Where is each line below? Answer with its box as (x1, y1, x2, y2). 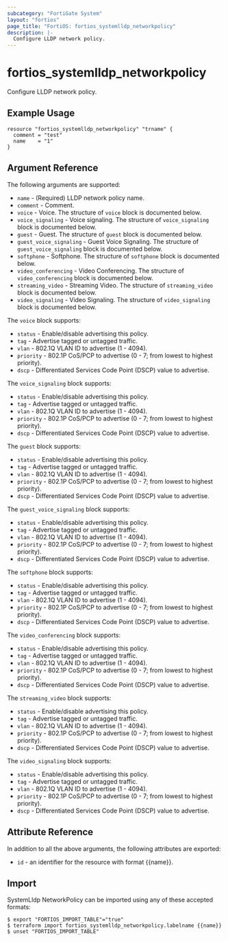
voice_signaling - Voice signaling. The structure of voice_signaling (16, 215, 210, 223)
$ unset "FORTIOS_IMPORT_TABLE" (7, 928, 99, 935)
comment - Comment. (16, 201, 75, 209)
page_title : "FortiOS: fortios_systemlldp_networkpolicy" (7, 23, 176, 29)
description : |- (7, 29, 53, 36)
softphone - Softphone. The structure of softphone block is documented (16, 251, 220, 260)
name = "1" (13, 138, 53, 145)
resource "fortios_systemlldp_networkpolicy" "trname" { (7, 125, 173, 132)
